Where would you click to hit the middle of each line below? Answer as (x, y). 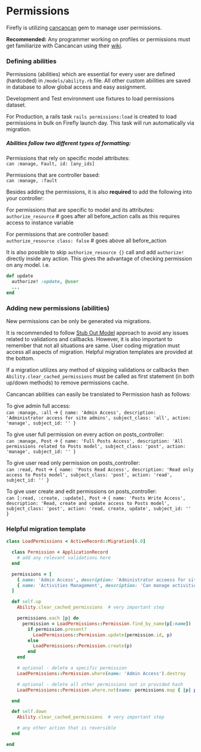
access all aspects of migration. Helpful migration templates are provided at (100, 352)
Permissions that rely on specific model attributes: (68, 158)
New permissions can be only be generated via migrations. (79, 321)
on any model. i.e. (28, 265)
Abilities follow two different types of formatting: (68, 143)
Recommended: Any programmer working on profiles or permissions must (98, 39)
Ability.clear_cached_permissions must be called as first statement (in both (100, 376)
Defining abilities (31, 61)
